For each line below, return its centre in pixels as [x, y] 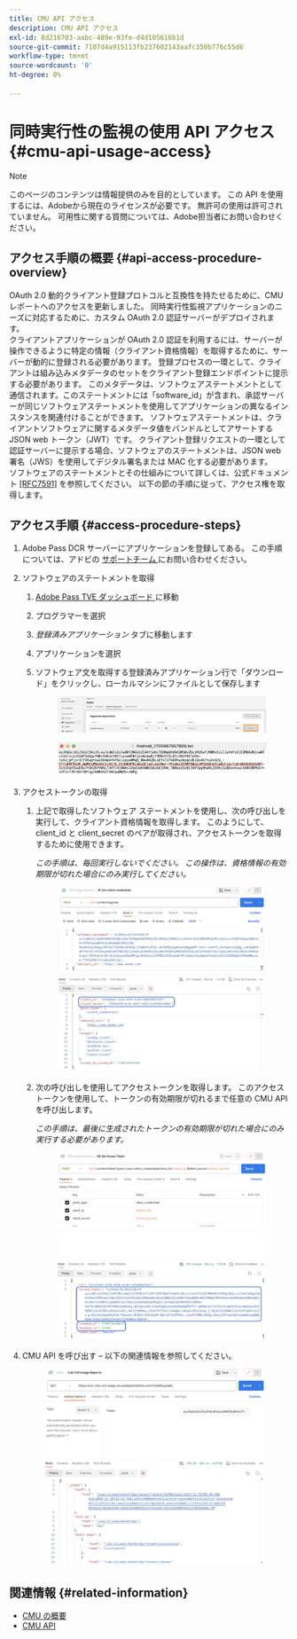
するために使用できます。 [82, 844]
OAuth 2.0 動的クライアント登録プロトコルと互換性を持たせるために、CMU [146, 295]
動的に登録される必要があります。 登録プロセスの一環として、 [145, 361]
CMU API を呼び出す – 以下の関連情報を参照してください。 [129, 1355]
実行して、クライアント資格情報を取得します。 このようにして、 [152, 822]
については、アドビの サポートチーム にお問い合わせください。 [137, 560]
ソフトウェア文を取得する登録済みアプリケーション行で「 [140, 672]
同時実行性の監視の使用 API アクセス [142, 132]
